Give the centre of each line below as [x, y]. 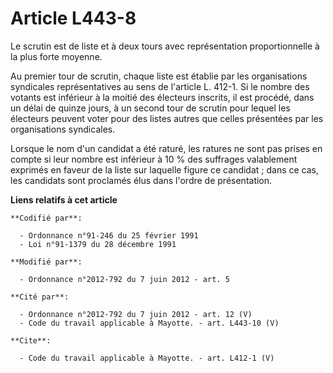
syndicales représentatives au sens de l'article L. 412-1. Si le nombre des [160, 86]
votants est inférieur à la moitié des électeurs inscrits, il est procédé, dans [162, 97]
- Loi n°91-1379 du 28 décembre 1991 [98, 244]
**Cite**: [31, 340]
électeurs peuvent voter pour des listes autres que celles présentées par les [167, 118]
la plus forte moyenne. [56, 56]
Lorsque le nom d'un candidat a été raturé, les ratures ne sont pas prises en [166, 148]
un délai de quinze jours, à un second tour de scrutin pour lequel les [150, 108]
